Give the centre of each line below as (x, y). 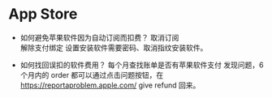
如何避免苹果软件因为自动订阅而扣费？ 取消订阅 (99, 37)
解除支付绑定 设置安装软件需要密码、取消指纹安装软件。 (114, 47)
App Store (43, 14)
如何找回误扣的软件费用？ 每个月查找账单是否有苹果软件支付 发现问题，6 (142, 65)
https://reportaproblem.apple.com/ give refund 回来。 (110, 85)
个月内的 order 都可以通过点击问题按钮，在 (92, 75)
